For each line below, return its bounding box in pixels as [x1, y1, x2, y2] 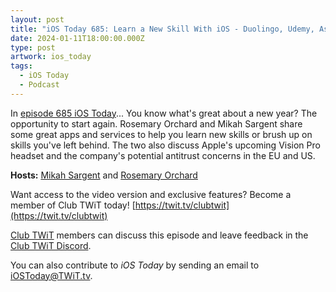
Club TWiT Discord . [10, 239, 92, 251]
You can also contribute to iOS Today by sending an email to [10, 259, 260, 271]
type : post [10, 42, 56, 53]
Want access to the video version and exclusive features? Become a [10, 188, 292, 200]
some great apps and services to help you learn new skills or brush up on [10, 128, 313, 140]
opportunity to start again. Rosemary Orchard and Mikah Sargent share [10, 117, 303, 130]
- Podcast [19, 80, 60, 90]
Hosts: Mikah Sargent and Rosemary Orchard [10, 169, 198, 181]
